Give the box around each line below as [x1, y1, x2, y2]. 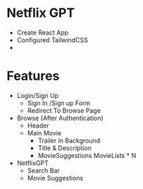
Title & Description [37, 143, 92, 152]
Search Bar [27, 166, 61, 174]
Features [6, 68, 60, 84]
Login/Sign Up [16, 91, 59, 99]
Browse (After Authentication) [16, 114, 104, 122]
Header [27, 121, 50, 130]
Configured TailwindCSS [16, 35, 89, 44]
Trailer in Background [37, 136, 101, 145]
